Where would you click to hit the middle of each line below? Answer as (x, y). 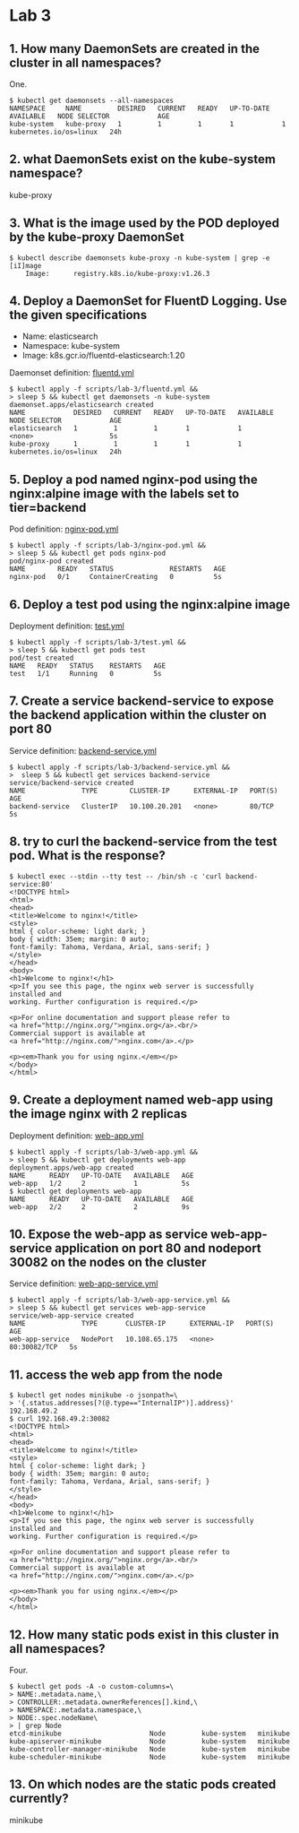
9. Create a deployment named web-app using (141, 1100)
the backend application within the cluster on (138, 715)
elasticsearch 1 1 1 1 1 (126, 428)
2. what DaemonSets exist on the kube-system (142, 159)
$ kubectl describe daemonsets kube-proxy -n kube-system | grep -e (140, 258)
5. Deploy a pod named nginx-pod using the (133, 479)
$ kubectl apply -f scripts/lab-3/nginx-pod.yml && (107, 546)
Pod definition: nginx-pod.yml (64, 529)
